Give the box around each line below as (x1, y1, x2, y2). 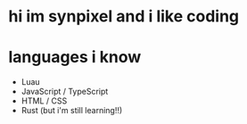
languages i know (8, 47, 142, 68)
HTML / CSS (21, 95, 68, 106)
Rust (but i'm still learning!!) (21, 105, 123, 116)
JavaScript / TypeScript (21, 87, 109, 97)
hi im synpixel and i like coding (8, 6, 240, 27)
